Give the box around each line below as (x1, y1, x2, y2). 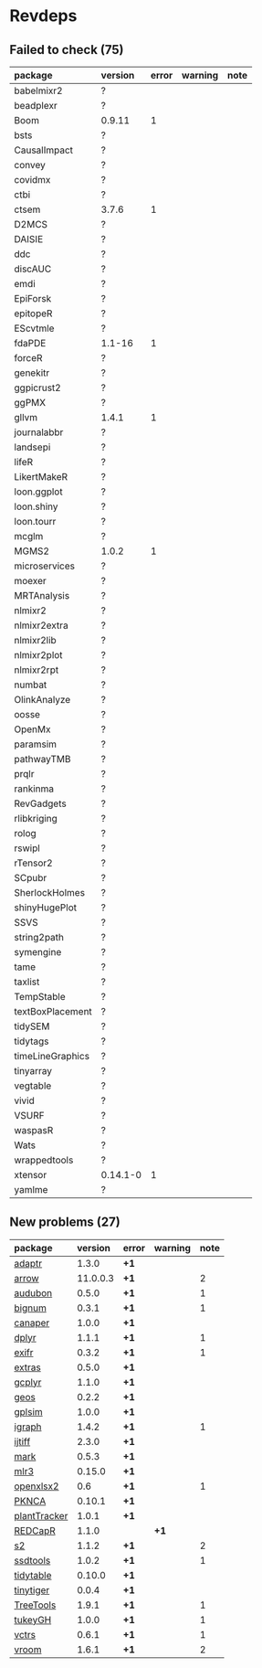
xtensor (14, 1169, 47, 1181)
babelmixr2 (14, 84, 63, 97)
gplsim (14, 1405, 43, 1418)
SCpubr (14, 872, 47, 884)
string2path (14, 931, 65, 943)
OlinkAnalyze (14, 694, 71, 706)
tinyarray (14, 1065, 53, 1077)
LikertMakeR (14, 471, 68, 483)
